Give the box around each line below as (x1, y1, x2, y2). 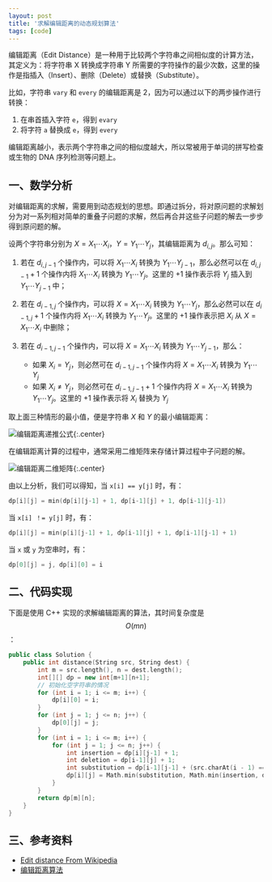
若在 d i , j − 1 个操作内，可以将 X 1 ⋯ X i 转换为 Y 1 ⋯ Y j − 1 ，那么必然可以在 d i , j (19, 257, 261, 269)
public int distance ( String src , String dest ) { (23, 658, 190, 667)
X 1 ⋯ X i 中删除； (19, 322, 72, 334)
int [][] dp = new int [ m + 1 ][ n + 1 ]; (37, 673, 151, 681)
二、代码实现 (8, 585, 73, 599)
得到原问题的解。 (8, 222, 66, 232)
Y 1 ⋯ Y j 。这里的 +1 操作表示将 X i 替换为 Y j (32, 393, 168, 405)
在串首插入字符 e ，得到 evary (19, 115, 117, 125)
